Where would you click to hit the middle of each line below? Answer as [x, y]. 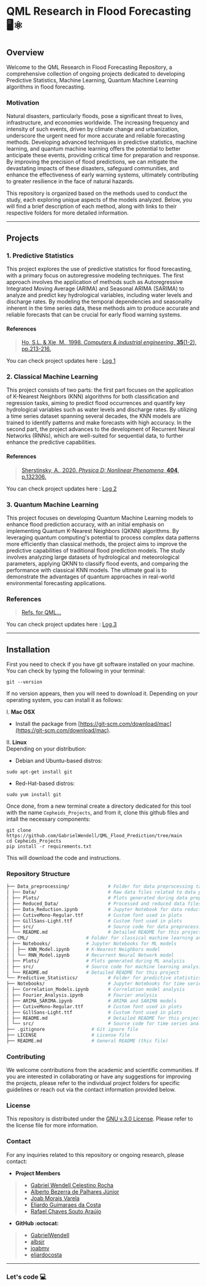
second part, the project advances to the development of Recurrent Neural [101, 429]
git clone [19, 830]
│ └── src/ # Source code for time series [97, 1024]
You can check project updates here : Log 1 [61, 361]
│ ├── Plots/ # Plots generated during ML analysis [96, 961]
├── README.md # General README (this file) [87, 1041]
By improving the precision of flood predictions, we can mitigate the [92, 162]
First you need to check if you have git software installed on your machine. [101, 665]
